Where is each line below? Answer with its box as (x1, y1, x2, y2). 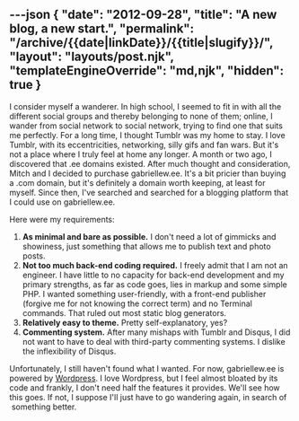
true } (9, 77, 42, 92)
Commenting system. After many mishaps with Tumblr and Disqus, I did (22, 327, 291, 338)
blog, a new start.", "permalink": (9, 22, 195, 37)
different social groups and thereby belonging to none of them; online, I (9, 110, 273, 121)
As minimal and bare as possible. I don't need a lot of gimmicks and (22, 231, 277, 241)
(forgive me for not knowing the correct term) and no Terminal (22, 298, 253, 309)
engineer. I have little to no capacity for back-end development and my (22, 269, 285, 280)
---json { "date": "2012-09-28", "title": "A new (9, 7, 277, 22)
